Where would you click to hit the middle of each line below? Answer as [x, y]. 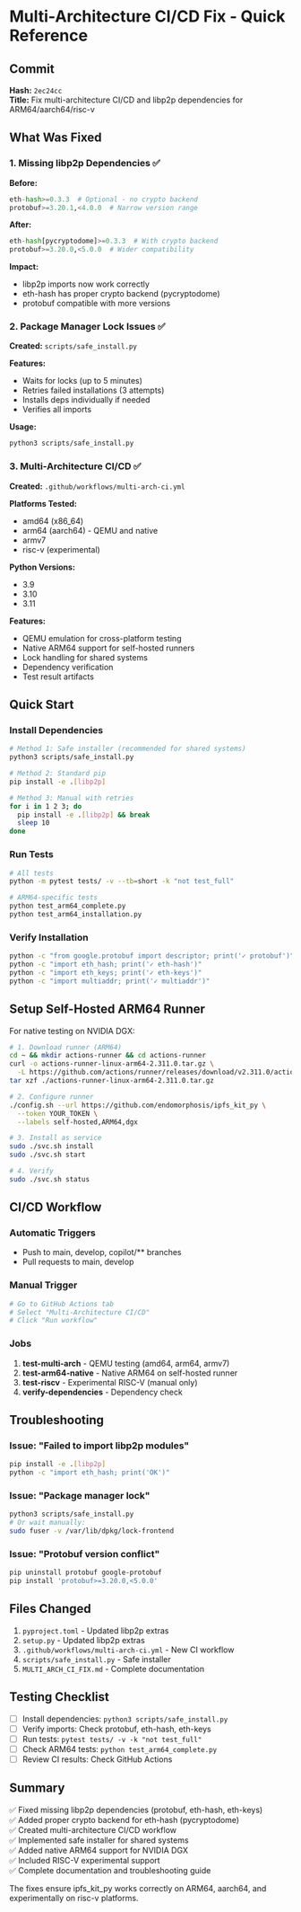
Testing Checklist [59, 1697]
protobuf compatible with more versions [96, 304]
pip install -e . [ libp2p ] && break [84, 815]
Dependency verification [68, 667]
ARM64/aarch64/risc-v [52, 109]
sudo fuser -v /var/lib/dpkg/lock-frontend [92, 1531]
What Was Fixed [56, 138]
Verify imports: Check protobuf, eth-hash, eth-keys [117, 1729]
